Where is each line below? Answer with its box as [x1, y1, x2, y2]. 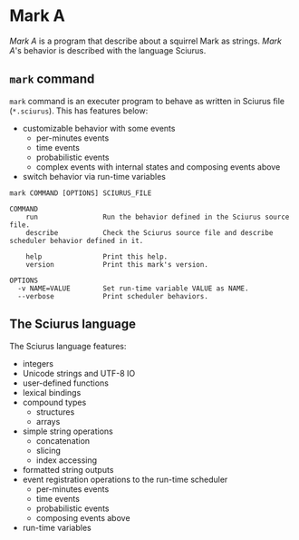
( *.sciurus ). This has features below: [9, 105, 149, 116]
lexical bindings [22, 387, 82, 398]
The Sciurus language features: [9, 340, 127, 351]
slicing [35, 445, 62, 456]
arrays [35, 416, 61, 427]
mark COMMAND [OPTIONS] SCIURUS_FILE [9, 188, 152, 198]
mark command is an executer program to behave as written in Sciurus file [9, 95, 285, 106]
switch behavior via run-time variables [22, 171, 166, 182]
